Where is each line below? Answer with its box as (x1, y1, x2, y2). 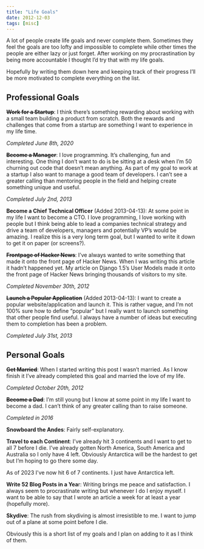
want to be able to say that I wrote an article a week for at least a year (6, 494, 181, 501)
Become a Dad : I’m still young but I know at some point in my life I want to (6, 396, 191, 403)
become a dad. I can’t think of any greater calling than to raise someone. (6, 402, 188, 410)
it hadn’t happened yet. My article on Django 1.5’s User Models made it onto (6, 264, 195, 271)
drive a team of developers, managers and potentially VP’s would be (6, 226, 177, 234)
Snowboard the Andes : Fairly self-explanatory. (6, 426, 124, 433)
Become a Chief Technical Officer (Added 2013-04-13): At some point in (6, 208, 189, 215)
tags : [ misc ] (6, 20, 39, 26)
